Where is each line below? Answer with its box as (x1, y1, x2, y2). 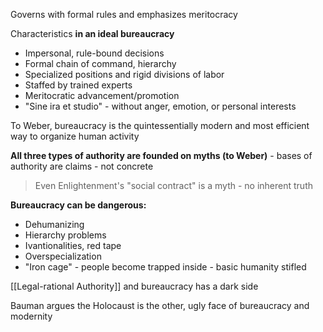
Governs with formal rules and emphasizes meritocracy (10, 9, 238, 20)
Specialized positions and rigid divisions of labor (24, 69, 225, 80)
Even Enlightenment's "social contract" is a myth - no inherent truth (34, 180, 313, 191)
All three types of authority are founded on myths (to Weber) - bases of (10, 150, 313, 161)
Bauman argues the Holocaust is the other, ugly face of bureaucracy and (10, 300, 310, 311)
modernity (10, 310, 53, 322)
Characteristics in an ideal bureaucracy (10, 28, 175, 39)
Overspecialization (24, 250, 102, 262)
